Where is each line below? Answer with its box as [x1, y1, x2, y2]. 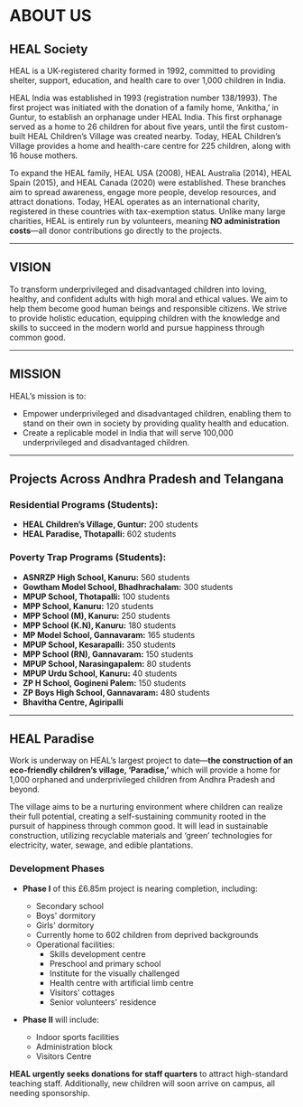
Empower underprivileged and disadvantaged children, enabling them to [22, 408, 291, 418]
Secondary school [35, 900, 104, 911]
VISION [9, 259, 51, 276]
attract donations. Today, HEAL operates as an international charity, [9, 196, 261, 207]
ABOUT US [9, 5, 92, 26]
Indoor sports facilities [35, 1031, 120, 1042]
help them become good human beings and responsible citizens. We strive [9, 303, 287, 314]
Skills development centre [49, 948, 146, 959]
